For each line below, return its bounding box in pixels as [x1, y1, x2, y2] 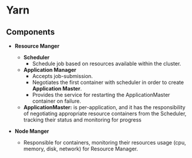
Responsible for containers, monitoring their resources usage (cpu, [23, 139, 187, 146]
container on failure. [32, 98, 81, 105]
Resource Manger [14, 42, 60, 49]
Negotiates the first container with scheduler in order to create [32, 79, 184, 86]
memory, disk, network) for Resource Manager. [23, 145, 138, 152]
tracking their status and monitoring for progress [23, 116, 142, 123]
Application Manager [23, 66, 77, 73]
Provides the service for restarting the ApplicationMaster [32, 92, 170, 98]
